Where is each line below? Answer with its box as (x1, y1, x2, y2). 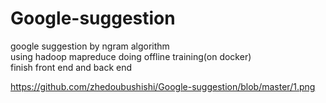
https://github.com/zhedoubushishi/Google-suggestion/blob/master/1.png (10, 80, 316, 92)
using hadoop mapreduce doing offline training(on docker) (10, 50, 252, 62)
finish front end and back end (10, 61, 133, 73)
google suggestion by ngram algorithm (10, 40, 170, 52)
